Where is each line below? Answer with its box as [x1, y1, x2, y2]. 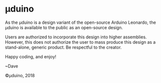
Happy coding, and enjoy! [5, 53, 57, 59]
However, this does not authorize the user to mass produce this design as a [5, 39, 156, 45]
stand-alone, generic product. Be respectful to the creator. [5, 44, 122, 50]
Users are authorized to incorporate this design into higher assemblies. [5, 34, 147, 40]
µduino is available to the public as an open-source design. [5, 24, 123, 30]
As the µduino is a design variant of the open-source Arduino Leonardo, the [5, 19, 156, 25]
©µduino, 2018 [5, 72, 35, 78]
